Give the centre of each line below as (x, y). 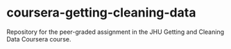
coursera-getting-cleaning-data (101, 13)
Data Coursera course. (39, 39)
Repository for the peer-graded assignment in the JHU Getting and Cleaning (115, 32)
